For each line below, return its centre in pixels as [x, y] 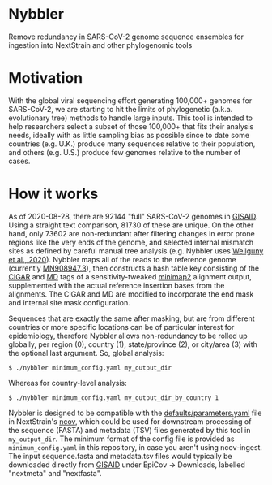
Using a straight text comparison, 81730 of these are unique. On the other [131, 225]
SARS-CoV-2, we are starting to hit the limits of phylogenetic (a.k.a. [121, 109]
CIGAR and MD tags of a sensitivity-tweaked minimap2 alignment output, [130, 276]
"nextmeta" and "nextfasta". [55, 473]
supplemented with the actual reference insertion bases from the [117, 285]
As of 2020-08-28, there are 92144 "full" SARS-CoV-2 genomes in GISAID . [133, 216]
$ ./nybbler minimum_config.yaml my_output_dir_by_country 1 [114, 398]
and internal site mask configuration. [70, 302]
